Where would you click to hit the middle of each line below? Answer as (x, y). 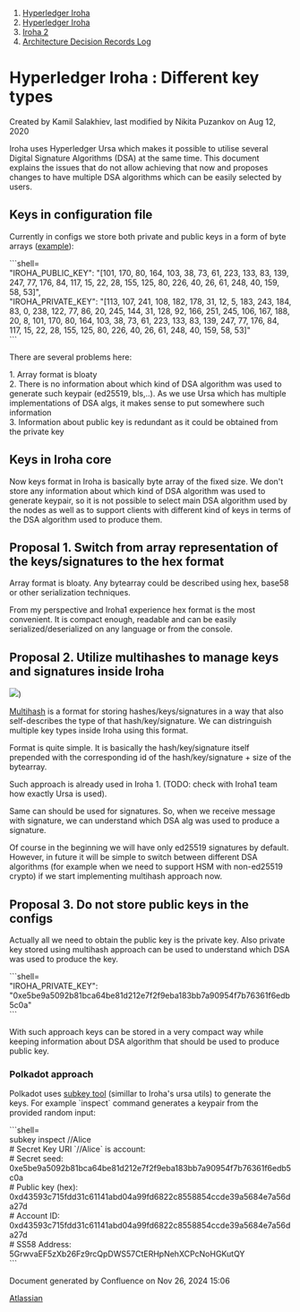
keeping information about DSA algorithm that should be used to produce (145, 1041)
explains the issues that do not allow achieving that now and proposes (139, 167)
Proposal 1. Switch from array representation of (144, 547)
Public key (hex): (47, 1187)
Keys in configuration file (81, 215)
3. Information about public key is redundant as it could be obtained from (144, 421)
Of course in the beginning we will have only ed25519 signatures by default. (149, 847)
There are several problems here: (71, 357)
